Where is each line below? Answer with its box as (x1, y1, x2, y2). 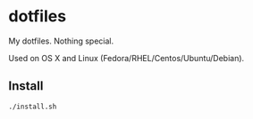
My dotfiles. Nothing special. (8, 36, 114, 46)
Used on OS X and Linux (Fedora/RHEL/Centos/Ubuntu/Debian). (8, 52, 245, 63)
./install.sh (8, 102, 57, 111)
